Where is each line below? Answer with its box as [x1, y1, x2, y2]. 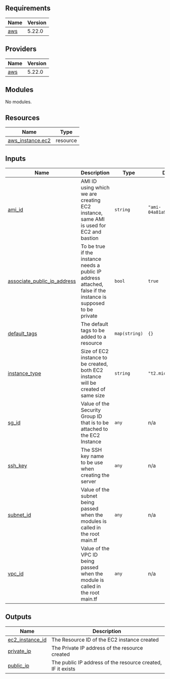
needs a [80, 262, 100, 269]
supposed [80, 300, 105, 307]
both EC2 [80, 367, 104, 374]
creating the [80, 472, 110, 479]
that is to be [80, 419, 109, 426]
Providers [5, 45, 37, 54]
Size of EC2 [80, 348, 109, 355]
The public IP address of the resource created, [51, 659, 162, 666]
